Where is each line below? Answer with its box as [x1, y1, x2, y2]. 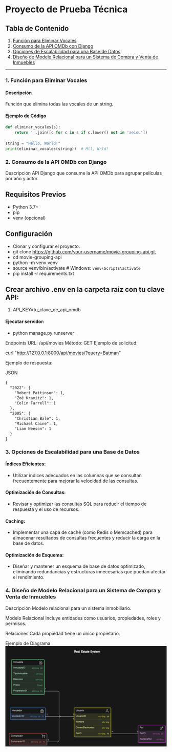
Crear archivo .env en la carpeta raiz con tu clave [5, 285, 165, 294]
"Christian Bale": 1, [14, 416, 60, 421]
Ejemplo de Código [5, 113, 47, 119]
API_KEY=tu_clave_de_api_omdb [12, 307, 81, 313]
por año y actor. [5, 176, 39, 181]
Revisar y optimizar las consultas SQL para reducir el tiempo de [12, 501, 147, 507]
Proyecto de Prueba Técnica [5, 4, 128, 15]
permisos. [5, 620, 27, 627]
